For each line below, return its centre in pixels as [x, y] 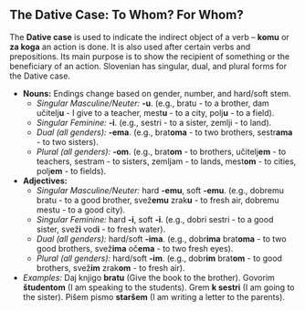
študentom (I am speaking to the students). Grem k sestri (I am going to [158, 287]
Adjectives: [45, 181]
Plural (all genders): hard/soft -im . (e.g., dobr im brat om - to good [159, 258]
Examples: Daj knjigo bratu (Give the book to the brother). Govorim [149, 277]
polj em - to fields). [71, 171]
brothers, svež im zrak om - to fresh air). [110, 267]
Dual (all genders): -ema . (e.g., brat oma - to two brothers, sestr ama [164, 132]
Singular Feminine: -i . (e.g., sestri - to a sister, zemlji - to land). [154, 122]
